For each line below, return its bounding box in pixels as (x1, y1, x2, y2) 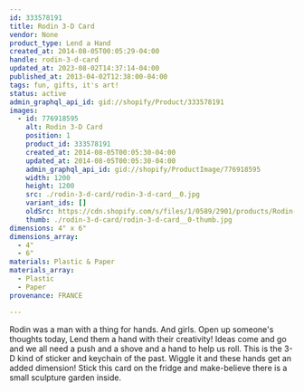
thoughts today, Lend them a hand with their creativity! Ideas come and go (9, 333, 287, 344)
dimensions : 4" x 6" (9, 224, 88, 233)
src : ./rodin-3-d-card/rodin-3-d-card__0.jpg (25, 190, 201, 199)
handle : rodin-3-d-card (9, 55, 100, 64)
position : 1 (25, 131, 71, 140)
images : (9, 106, 39, 115)
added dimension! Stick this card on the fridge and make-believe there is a (9, 362, 288, 373)
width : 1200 (25, 173, 71, 182)
